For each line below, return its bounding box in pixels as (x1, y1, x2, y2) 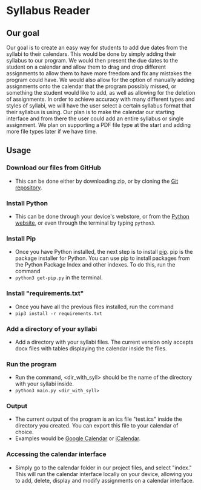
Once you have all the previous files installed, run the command (15, 303, 174, 310)
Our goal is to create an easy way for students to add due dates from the (6, 44, 188, 51)
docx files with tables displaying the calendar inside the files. (15, 344, 168, 352)
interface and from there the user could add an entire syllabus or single (6, 115, 184, 122)
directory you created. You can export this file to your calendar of (15, 422, 179, 429)
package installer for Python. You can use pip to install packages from (15, 254, 190, 262)
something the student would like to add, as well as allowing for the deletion (6, 89, 196, 96)
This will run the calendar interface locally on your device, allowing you (15, 470, 193, 477)
